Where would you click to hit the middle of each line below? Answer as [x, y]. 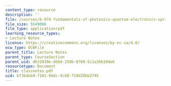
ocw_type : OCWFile [25, 48]
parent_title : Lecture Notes [36, 52]
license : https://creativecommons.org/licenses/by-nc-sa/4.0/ [73, 43]
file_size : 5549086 [26, 24]
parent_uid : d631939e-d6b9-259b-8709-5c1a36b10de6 [60, 62]
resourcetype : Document [31, 66]
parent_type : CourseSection [35, 57]
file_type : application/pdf [35, 29]
